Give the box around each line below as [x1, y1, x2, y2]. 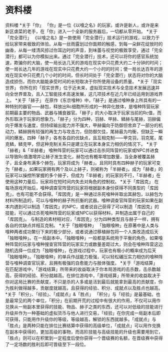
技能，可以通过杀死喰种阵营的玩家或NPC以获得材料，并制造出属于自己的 [5, 210, 155, 216]
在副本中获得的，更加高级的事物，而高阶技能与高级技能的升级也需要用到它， [5, 328, 163, 334]
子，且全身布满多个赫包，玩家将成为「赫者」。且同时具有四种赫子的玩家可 [5, 160, 156, 166]
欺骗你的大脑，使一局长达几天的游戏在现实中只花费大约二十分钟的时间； [13, 60, 163, 66]
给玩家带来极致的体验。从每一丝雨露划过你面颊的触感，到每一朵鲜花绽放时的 [5, 41, 163, 47]
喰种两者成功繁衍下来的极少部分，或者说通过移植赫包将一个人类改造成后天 [5, 228, 158, 234]
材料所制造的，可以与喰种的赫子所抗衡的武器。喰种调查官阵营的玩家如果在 [5, 197, 158, 203]
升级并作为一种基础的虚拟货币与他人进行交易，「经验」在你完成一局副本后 [5, 310, 156, 316]
